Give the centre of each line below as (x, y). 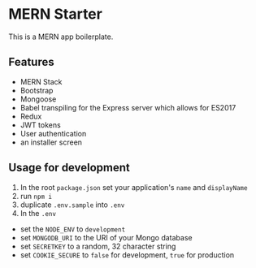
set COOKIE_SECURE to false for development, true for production (127, 255)
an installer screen (51, 142)
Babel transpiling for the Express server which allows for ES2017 (128, 107)
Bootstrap (37, 90)
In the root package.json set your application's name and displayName (134, 187)
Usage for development (69, 168)
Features (31, 62)
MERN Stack (41, 81)
